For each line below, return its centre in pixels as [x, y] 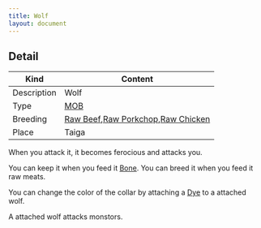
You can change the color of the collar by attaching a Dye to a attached [128, 192]
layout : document [38, 24]
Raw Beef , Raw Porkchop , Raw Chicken [137, 119]
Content [137, 80]
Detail [24, 56]
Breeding [30, 119]
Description [34, 92]
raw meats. [27, 177]
